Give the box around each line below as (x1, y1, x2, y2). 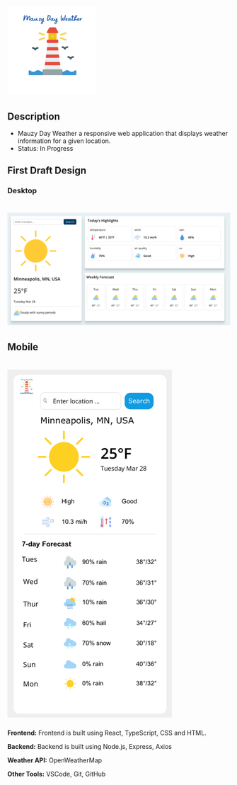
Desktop (7, 186, 37, 196)
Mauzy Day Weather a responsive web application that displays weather (17, 130, 229, 137)
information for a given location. (17, 137, 111, 145)
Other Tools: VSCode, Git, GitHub (7, 769, 106, 778)
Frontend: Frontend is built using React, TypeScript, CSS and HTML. (7, 728, 207, 737)
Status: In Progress (17, 144, 74, 152)
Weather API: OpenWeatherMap (7, 756, 103, 764)
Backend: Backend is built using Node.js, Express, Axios (7, 742, 172, 750)
